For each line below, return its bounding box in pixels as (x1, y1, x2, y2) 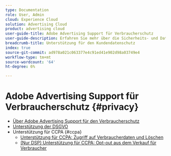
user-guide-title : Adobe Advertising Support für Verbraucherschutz (5, 31, 154, 36)
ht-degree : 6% (5, 64, 36, 69)
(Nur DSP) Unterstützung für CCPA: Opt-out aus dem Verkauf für (20, 140, 157, 146)
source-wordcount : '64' (5, 59, 56, 65)
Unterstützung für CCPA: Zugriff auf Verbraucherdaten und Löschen (20, 134, 164, 140)
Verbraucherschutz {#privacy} (5, 101, 139, 113)
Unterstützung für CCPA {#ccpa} (12, 129, 82, 135)
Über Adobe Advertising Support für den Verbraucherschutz (12, 118, 140, 124)
